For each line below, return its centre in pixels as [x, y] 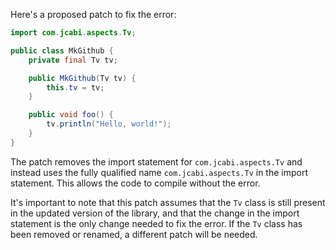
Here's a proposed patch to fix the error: [93, 14]
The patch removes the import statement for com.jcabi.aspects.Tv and [156, 161]
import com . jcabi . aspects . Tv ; [73, 33]
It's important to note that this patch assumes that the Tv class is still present [168, 202]
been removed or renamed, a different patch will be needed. [134, 234]
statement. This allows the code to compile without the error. [135, 183]
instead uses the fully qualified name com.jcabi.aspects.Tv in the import [159, 172]
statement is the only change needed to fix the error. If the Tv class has [156, 223]
